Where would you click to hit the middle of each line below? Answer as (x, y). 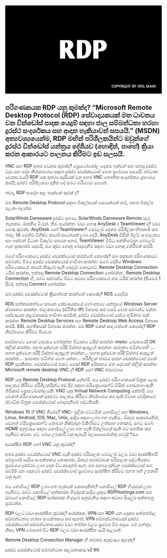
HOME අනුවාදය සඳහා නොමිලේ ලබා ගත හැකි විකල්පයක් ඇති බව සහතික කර (78, 429)
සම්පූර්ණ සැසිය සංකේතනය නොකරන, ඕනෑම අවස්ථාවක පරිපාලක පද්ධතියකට (78, 460)
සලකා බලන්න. (19, 208)
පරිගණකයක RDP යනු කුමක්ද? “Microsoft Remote (79, 107)
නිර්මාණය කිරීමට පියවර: (29, 332)
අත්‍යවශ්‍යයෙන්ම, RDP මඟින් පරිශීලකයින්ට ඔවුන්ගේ (77, 138)
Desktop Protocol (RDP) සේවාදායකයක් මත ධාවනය (80, 115)
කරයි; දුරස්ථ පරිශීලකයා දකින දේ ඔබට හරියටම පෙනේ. (56, 183)
